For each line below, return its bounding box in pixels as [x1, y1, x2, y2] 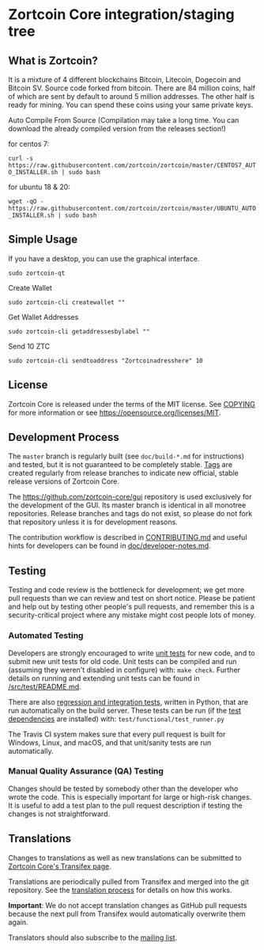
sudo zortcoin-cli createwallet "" [8, 298, 126, 306]
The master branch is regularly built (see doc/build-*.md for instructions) [8, 451, 245, 461]
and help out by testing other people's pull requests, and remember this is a [8, 602, 255, 611]
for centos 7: [8, 139, 50, 148]
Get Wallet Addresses [8, 312, 79, 321]
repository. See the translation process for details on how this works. [8, 885, 232, 895]
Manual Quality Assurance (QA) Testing [8, 766, 164, 777]
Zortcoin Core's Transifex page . [8, 861, 112, 871]
